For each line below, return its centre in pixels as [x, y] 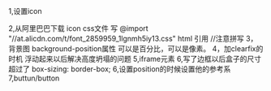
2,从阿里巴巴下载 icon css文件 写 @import [78, 28]
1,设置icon [25, 11]
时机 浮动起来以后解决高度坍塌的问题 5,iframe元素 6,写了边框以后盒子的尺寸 [135, 59]
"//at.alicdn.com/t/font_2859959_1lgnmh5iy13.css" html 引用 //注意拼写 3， [133, 39]
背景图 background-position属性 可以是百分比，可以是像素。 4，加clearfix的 [136, 49]
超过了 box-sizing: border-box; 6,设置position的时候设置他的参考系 [120, 69]
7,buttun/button [34, 78]
